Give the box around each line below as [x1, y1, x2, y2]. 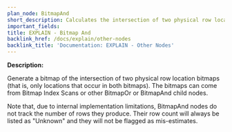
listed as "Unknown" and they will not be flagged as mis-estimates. [7, 117, 198, 124]
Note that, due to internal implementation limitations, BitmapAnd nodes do [7, 102, 217, 110]
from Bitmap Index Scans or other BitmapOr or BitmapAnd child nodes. [7, 89, 209, 97]
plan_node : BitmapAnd [7, 10, 70, 17]
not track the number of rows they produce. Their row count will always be [7, 109, 220, 118]
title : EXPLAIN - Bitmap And [7, 29, 91, 36]
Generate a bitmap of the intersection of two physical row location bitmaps [7, 74, 220, 82]
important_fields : [7, 23, 60, 30]
